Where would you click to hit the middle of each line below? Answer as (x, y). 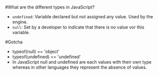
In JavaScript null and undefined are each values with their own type (82, 62)
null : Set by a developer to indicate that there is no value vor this (78, 27)
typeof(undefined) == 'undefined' (47, 57)
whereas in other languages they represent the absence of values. (79, 67)
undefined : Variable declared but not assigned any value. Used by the (83, 17)
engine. (20, 22)
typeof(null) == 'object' (36, 52)
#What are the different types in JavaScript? (50, 7)
